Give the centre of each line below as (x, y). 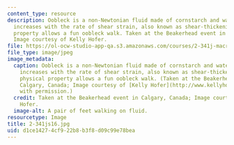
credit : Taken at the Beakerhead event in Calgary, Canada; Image (112, 98)
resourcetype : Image (37, 117)
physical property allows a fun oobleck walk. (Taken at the (110, 78)
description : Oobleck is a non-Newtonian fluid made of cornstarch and (113, 20)
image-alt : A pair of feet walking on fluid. (81, 111)
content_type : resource (42, 14)
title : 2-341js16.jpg (39, 124)
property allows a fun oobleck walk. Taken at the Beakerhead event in (120, 33)
